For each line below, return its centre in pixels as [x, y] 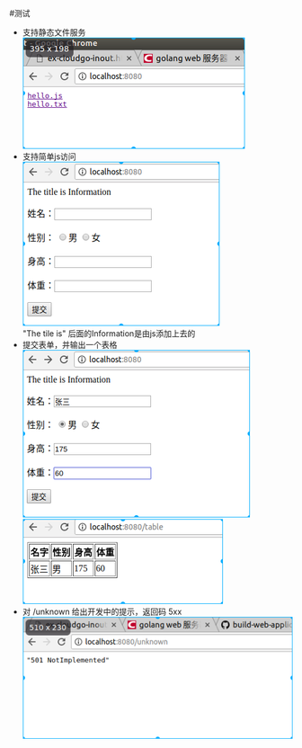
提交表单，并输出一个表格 [70, 345]
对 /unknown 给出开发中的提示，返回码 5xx [102, 611]
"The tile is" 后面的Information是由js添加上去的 [109, 334]
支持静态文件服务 [54, 32]
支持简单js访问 [49, 156]
